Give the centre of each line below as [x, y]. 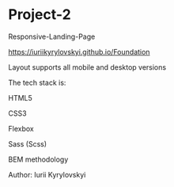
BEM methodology [38, 159]
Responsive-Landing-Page [52, 36]
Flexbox [21, 128]
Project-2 [40, 15]
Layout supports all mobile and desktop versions [87, 67]
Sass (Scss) [28, 143]
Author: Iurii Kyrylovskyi [47, 174]
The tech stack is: [37, 82]
